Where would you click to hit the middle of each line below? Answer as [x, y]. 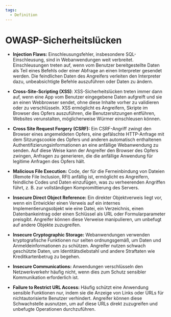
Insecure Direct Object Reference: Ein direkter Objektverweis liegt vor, [87, 197]
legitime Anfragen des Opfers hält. [49, 162]
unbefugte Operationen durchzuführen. [54, 309]
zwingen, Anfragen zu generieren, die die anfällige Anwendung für [83, 156]
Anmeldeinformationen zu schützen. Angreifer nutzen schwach [79, 246]
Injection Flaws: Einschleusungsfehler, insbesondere [69, 54]
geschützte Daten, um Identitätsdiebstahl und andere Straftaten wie [84, 251]
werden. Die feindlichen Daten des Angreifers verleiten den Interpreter [87, 76]
